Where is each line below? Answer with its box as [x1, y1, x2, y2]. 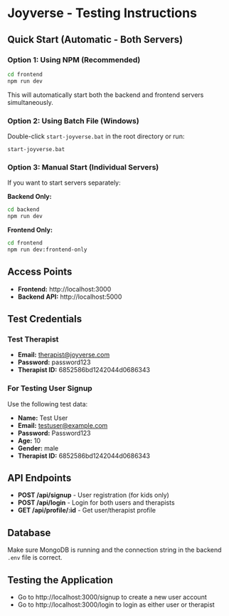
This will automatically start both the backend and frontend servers [7, 91, 204, 99]
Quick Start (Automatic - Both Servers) [7, 34, 183, 46]
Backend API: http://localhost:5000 [17, 292, 122, 301]
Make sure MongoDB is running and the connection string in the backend [7, 545, 222, 554]
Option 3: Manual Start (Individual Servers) [7, 162, 159, 172]
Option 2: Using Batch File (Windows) [7, 115, 140, 125]
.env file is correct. [7, 553, 63, 562]
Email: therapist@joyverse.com [17, 351, 110, 359]
